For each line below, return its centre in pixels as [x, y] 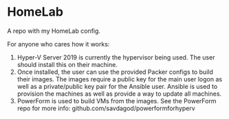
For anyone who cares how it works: [58, 44]
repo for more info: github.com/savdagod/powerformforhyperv [106, 108]
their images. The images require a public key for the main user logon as [119, 79]
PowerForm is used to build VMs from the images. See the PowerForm [117, 101]
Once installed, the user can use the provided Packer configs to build [115, 72]
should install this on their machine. [67, 64]
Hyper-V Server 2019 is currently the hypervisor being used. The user [116, 57]
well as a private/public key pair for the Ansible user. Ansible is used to [117, 86]
